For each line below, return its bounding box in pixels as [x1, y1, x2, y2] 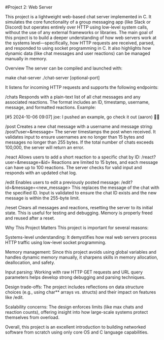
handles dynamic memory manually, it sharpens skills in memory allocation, [5, 254, 159, 260]
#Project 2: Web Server [5, 4, 53, 10]
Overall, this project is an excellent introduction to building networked [5, 324, 146, 330]
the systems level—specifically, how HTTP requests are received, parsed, [5, 40, 155, 46]
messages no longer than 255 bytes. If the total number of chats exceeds [5, 139, 154, 145]
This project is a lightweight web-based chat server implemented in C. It [5, 14, 152, 19]
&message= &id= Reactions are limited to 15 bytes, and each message [17, 159, 159, 165]
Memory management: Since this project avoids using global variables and [5, 249, 157, 255]
